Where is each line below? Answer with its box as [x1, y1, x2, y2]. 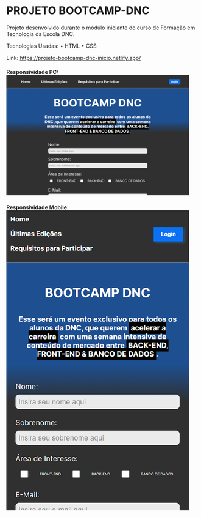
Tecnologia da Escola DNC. [6, 30, 75, 37]
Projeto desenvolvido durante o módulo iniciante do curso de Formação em [6, 24, 196, 31]
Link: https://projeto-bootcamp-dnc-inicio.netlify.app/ [6, 54, 141, 61]
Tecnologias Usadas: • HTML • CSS [6, 42, 97, 50]
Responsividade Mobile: [6, 203, 69, 211]
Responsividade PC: [6, 68, 59, 75]
